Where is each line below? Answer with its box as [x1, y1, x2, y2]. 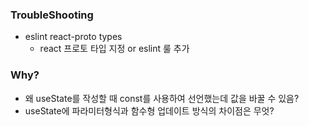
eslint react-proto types [24, 31, 123, 43]
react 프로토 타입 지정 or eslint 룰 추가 [39, 43, 190, 55]
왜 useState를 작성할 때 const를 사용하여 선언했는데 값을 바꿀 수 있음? [24, 92, 300, 104]
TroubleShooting [10, 8, 94, 22]
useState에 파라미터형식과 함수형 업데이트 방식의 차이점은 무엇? [24, 104, 275, 117]
